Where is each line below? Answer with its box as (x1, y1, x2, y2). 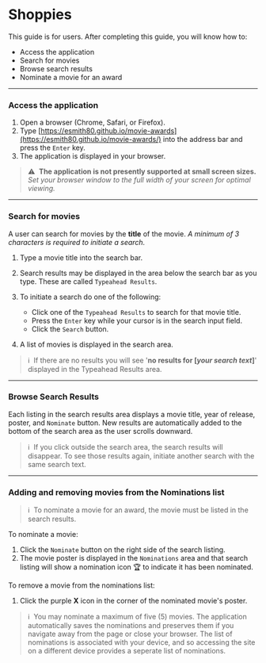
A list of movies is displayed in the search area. (19, 339, 174, 349)
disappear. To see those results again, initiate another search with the (27, 450, 255, 461)
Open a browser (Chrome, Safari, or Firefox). (19, 117, 166, 128)
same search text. (27, 459, 87, 469)
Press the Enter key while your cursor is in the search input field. (31, 316, 243, 325)
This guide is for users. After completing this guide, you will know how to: (8, 32, 248, 41)
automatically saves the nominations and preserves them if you (27, 621, 234, 630)
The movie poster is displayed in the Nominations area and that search (19, 554, 249, 563)
